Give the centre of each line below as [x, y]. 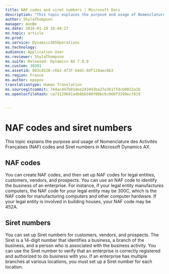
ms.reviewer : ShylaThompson [35, 57]
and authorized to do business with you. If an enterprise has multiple [76, 256]
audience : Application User [35, 52]
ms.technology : [21, 47]
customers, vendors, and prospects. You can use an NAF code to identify [81, 180]
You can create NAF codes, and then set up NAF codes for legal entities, [80, 175]
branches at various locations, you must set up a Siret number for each [79, 261]
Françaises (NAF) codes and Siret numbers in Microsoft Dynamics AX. [78, 147]
